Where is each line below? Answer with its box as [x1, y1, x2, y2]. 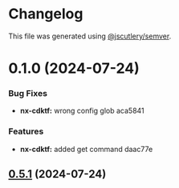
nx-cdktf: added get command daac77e [19, 144, 153, 154]
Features [8, 126, 44, 137]
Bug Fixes [8, 88, 48, 99]
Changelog [8, 5, 83, 23]
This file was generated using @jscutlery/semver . [8, 31, 172, 41]
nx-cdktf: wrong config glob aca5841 [19, 106, 144, 116]
